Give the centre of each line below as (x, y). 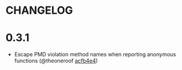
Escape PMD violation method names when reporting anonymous (95, 54)
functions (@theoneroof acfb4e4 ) (56, 61)
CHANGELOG (39, 10)
